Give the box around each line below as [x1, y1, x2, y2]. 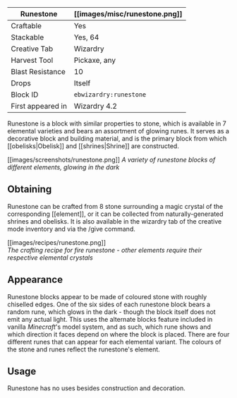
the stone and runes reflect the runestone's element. [7, 345, 160, 354]
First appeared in [11, 102, 67, 111]
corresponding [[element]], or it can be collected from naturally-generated [7, 210, 224, 218]
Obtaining [7, 183, 52, 195]
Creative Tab [11, 44, 54, 54]
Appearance [7, 274, 63, 286]
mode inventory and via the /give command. [7, 224, 135, 233]
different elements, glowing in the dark [7, 163, 120, 171]
